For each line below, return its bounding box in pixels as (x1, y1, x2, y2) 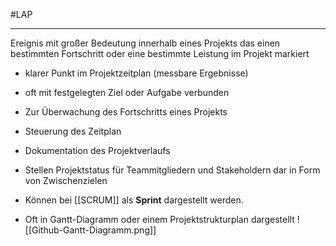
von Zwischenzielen (24, 175, 108, 186)
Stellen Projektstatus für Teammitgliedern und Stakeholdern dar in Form (24, 164, 321, 176)
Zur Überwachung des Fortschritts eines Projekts (24, 106, 228, 118)
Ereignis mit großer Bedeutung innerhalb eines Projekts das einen (10, 37, 281, 49)
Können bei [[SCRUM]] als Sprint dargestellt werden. (24, 194, 244, 206)
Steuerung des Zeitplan (24, 125, 122, 137)
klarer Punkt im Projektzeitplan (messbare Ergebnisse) (24, 67, 249, 79)
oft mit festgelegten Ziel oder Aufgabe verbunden (24, 87, 230, 98)
